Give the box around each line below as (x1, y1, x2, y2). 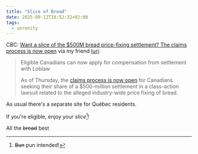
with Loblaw (20, 65, 51, 73)
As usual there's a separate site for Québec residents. (6, 101, 137, 108)
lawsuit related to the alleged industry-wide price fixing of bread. (20, 89, 179, 96)
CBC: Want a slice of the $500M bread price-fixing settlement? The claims (6, 41, 187, 48)
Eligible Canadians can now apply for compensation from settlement (20, 59, 187, 66)
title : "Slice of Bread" (6, 8, 67, 15)
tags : (6, 19, 19, 25)
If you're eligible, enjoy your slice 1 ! (6, 112, 90, 120)
